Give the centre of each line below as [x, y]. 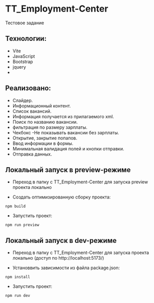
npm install [18, 277]
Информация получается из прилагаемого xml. [63, 116]
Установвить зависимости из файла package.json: [66, 268]
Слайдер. [23, 100]
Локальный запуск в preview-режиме [68, 170]
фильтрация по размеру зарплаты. [50, 127]
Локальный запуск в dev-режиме [61, 240]
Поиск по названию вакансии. [45, 122]
